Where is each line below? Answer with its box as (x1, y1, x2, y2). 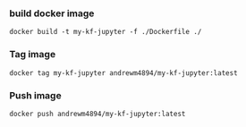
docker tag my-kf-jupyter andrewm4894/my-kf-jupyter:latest (9, 68, 239, 78)
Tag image (9, 48, 56, 61)
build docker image (9, 7, 95, 20)
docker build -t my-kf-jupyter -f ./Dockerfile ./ (9, 28, 202, 37)
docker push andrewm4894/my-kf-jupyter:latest (9, 109, 186, 118)
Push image (9, 89, 62, 101)
